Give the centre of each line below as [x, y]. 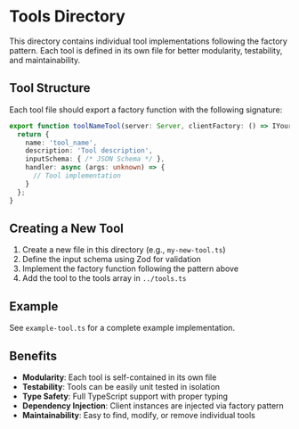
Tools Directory [68, 16]
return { [33, 134]
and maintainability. [45, 60]
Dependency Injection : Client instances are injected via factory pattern [153, 405]
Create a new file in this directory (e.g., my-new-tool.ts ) [124, 250]
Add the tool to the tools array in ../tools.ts [104, 278]
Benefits [33, 355]
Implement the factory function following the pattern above [130, 268]
